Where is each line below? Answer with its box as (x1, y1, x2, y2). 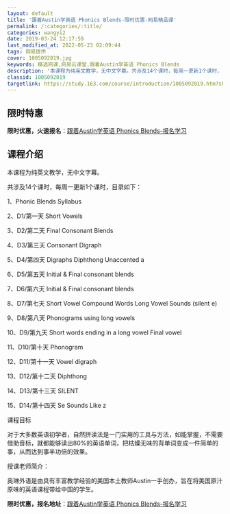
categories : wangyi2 (7, 29, 66, 36)
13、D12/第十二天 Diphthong (7, 371, 88, 380)
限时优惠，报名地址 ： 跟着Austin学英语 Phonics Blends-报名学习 (7, 500, 187, 508)
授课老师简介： (7, 462, 49, 470)
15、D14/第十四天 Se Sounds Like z (7, 401, 107, 409)
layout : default (7, 10, 53, 17)
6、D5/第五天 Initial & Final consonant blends (7, 270, 135, 278)
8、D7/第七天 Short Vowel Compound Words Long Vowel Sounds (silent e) (7, 299, 218, 307)
